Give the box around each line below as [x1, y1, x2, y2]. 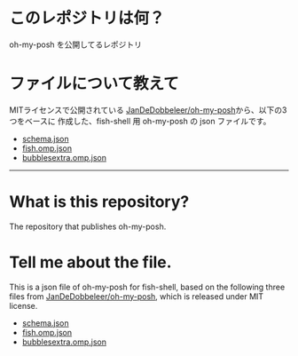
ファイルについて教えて [9, 74, 179, 94]
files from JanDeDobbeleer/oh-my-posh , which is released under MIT [9, 290, 264, 302]
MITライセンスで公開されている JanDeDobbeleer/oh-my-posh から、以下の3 [9, 104, 287, 115]
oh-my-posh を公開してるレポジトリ [9, 39, 143, 50]
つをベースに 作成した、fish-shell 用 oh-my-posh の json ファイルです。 [9, 115, 271, 126]
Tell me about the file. [9, 252, 172, 272]
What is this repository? [9, 192, 190, 212]
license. [9, 300, 38, 311]
